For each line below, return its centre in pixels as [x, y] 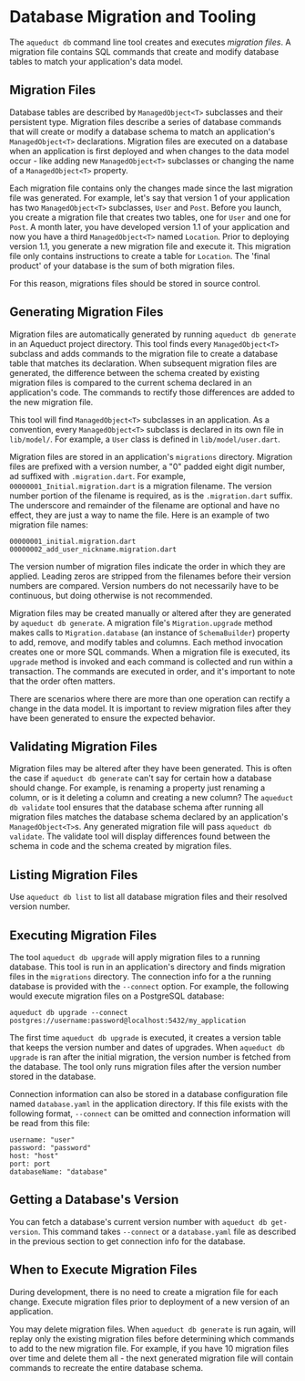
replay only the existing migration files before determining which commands [152, 1338]
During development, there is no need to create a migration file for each [144, 1292]
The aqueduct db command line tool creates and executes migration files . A [150, 42]
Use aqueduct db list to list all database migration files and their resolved [148, 897]
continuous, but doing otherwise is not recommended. [111, 595]
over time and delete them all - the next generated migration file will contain [152, 1358]
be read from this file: [50, 1123]
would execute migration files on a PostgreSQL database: [117, 996]
